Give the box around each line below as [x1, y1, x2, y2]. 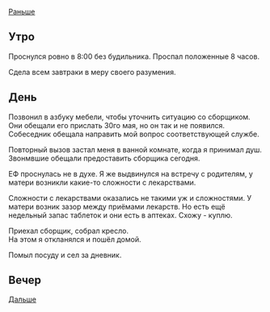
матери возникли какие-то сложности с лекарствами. [8, 177, 196, 187]
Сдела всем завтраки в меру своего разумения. [8, 67, 176, 77]
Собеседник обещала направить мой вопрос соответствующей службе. [8, 129, 260, 139]
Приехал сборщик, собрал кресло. [8, 226, 129, 235]
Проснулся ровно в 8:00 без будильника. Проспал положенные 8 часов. [8, 52, 260, 61]
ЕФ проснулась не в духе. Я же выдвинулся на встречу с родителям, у [8, 168, 253, 178]
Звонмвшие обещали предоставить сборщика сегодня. [8, 153, 200, 163]
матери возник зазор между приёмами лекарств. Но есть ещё [8, 202, 226, 211]
